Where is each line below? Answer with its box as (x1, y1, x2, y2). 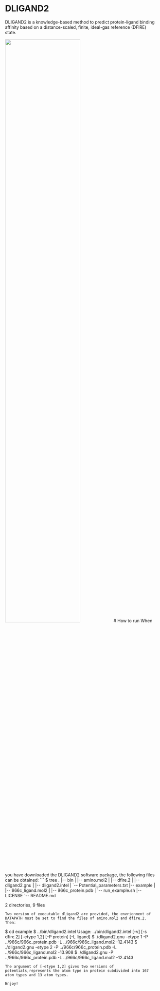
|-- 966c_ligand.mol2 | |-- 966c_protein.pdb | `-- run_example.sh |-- (5, 887, 142, 893)
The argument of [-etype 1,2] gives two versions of (5, 964, 114, 969)
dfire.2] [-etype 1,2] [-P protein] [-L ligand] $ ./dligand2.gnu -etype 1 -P (5, 933, 148, 940)
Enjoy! (5, 981, 18, 986)
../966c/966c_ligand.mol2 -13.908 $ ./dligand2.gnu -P (5, 949, 113, 955)
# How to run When (113, 618, 153, 623)
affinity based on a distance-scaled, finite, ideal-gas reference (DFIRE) (5, 24, 147, 30)
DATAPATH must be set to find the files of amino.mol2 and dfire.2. (5, 916, 147, 921)
